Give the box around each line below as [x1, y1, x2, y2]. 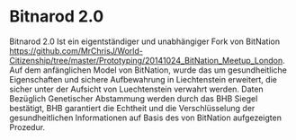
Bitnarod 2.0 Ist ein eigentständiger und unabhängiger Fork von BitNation [9, 36, 281, 47]
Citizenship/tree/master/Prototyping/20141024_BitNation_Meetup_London [9, 55, 283, 66]
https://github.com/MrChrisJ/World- [9, 45, 144, 56]
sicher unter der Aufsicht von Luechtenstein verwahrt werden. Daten [9, 83, 264, 94]
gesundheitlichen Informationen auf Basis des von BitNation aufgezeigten [9, 112, 282, 123]
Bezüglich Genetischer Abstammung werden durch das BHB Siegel [9, 92, 258, 104]
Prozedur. [9, 121, 46, 132]
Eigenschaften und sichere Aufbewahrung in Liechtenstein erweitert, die [9, 74, 277, 84]
